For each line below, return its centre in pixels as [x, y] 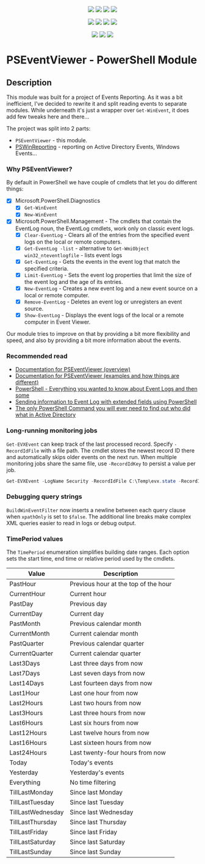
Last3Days [25, 664]
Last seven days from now [107, 673]
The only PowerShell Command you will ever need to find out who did [103, 408]
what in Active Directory [45, 415]
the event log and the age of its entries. [74, 281]
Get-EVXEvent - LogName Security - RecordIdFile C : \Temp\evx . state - [94, 481]
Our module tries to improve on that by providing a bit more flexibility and [98, 333]
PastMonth [25, 624]
